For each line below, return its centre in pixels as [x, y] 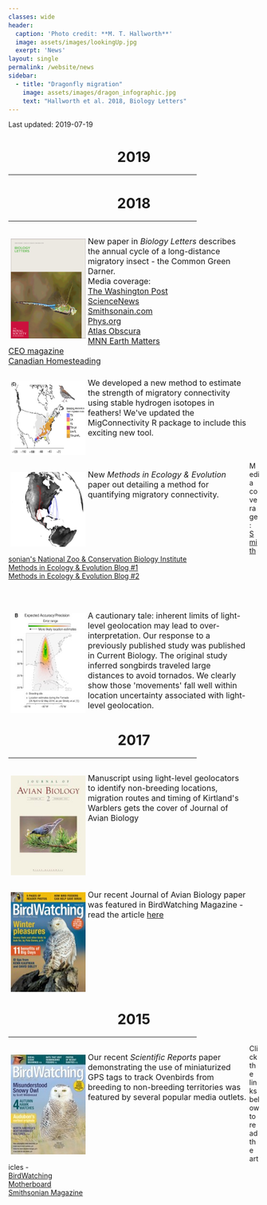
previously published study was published [166, 645]
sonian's [22, 559]
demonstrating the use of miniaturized [159, 1067]
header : [21, 25]
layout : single [33, 59]
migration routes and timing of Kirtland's [163, 798]
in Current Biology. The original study [157, 656]
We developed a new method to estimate [164, 383]
